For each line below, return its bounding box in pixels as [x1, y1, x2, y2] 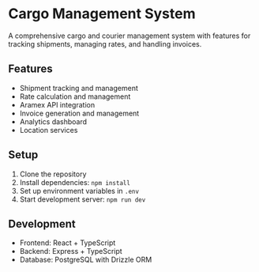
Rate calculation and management [19, 92, 131, 101]
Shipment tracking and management [19, 83, 138, 93]
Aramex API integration [19, 100, 96, 109]
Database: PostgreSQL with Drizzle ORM [19, 255, 152, 265]
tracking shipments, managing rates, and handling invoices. [8, 39, 202, 48]
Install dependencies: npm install [19, 177, 130, 187]
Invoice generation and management [19, 108, 140, 118]
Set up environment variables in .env [19, 186, 140, 195]
